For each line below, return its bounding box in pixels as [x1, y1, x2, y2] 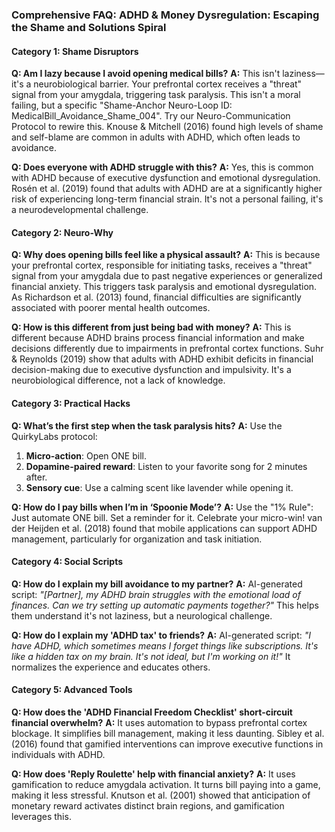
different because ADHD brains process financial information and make [11, 332, 305, 344]
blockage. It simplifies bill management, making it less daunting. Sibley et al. [11, 727, 325, 739]
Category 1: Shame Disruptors [11, 45, 139, 57]
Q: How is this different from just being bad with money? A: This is [11, 321, 292, 333]
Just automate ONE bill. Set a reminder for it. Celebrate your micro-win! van [11, 511, 323, 523]
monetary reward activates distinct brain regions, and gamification [11, 799, 285, 812]
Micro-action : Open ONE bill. [25, 449, 147, 462]
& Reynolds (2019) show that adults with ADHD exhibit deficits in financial [11, 353, 314, 365]
